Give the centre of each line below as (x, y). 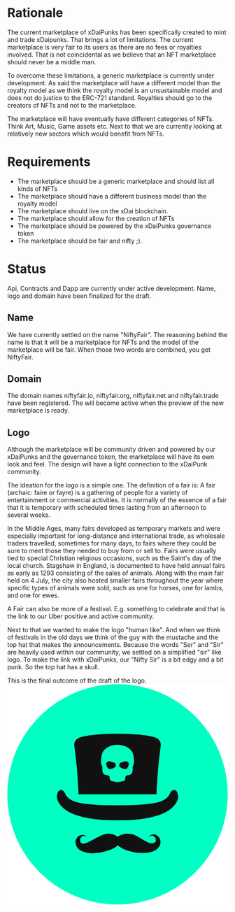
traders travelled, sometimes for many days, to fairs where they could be (112, 543)
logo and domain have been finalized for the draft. (79, 296)
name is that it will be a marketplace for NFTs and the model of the (103, 342)
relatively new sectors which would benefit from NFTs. (86, 134)
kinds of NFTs (37, 188)
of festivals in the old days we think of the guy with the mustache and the (113, 637)
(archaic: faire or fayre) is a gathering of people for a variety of (98, 493)
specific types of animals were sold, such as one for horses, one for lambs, (115, 588)
